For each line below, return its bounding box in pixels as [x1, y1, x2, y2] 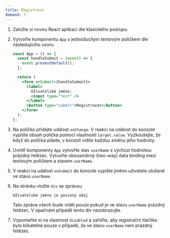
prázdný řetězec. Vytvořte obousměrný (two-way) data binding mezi [12, 152, 156, 158]
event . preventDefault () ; [22, 61, 75, 66]
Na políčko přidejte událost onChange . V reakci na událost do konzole [12, 126, 155, 132]
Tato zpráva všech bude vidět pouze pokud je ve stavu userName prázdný [12, 201, 165, 207]
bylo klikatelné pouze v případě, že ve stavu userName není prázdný [12, 222, 153, 228]
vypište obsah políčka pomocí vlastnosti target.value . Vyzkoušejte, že [12, 132, 161, 138]
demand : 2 [5, 12, 26, 17]
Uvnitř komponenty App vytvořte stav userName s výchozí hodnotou [12, 147, 152, 153]
